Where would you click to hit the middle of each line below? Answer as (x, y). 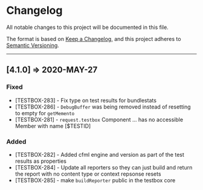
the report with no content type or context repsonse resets (88, 174)
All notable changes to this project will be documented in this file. (88, 27)
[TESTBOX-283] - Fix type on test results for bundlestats (86, 100)
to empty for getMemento (45, 113)
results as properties (40, 161)
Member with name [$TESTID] (53, 126)
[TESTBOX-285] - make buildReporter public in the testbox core (95, 180)
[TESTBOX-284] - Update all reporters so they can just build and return (104, 167)
